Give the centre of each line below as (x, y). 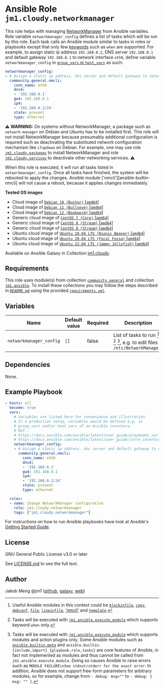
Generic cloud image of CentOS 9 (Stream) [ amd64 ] (62, 228)
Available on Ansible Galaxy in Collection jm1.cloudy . (58, 253)
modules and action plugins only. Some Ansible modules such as (77, 640)
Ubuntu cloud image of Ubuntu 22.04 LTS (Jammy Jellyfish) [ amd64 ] (81, 243)
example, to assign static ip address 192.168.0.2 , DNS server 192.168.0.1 (79, 52)
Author (16, 579)
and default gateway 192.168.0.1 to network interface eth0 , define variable (81, 57)
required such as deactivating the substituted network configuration (73, 142)
